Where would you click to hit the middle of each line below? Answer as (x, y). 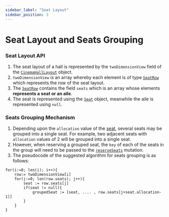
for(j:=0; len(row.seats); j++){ (50, 179)
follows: (21, 161)
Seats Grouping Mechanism (40, 117)
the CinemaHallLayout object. (43, 72)
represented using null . (37, 104)
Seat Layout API (25, 55)
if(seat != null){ (43, 188)
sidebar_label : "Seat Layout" (37, 10)
